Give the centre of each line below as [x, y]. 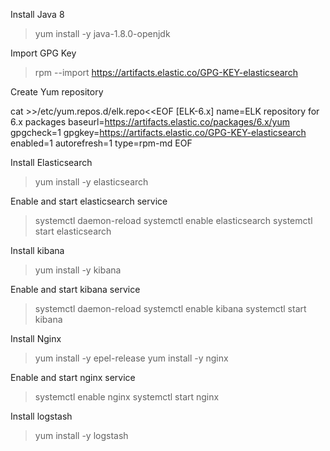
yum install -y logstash [81, 435]
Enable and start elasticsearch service [89, 201]
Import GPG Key [43, 53]
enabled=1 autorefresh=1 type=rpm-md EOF [101, 143]
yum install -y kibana [78, 270]
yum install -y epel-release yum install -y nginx [131, 358]
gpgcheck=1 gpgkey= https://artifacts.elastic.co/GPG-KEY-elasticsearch [158, 132]
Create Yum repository [57, 92]
